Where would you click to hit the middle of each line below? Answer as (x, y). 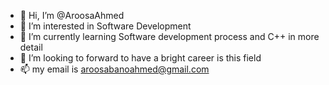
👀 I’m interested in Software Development (105, 26)
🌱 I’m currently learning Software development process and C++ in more (169, 36)
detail (31, 47)
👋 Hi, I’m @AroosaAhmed (72, 15)
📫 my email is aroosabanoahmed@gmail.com (114, 69)
